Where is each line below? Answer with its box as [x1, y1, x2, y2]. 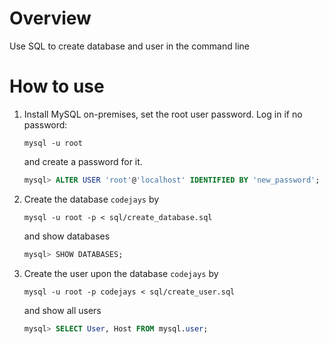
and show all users [23, 304, 102, 316]
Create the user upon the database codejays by [23, 267, 219, 279]
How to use [9, 75, 105, 98]
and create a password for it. [23, 155, 143, 167]
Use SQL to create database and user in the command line [9, 40, 250, 52]
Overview [9, 7, 92, 30]
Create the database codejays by [23, 193, 160, 205]
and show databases [23, 230, 111, 242]
